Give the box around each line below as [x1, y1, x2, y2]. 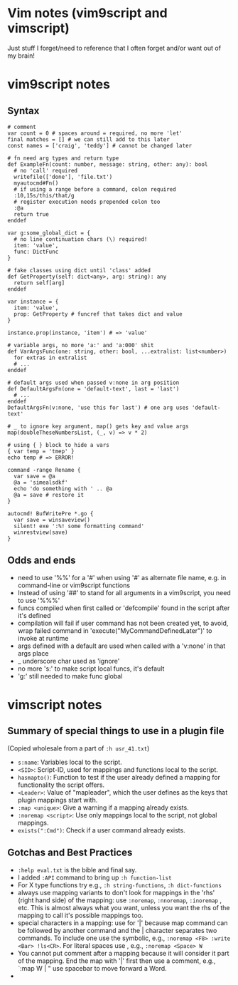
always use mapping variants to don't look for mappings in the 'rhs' [17, 888, 215, 897]
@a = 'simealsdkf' [13, 479, 69, 486]
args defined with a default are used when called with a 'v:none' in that [17, 641, 226, 650]
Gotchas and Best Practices [7, 847, 133, 859]
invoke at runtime [17, 634, 69, 642]
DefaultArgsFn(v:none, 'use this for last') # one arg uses [7, 404, 190, 411]
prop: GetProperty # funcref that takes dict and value [13, 310, 183, 318]
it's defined [17, 611, 51, 619]
